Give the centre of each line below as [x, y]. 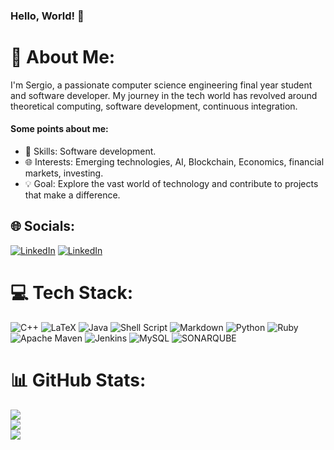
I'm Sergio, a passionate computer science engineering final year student [161, 85]
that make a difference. [72, 195]
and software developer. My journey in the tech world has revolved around [164, 95]
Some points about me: [59, 129]
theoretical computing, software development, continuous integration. [154, 106]
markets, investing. [64, 173]
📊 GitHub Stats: [78, 380]
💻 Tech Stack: [72, 293]
